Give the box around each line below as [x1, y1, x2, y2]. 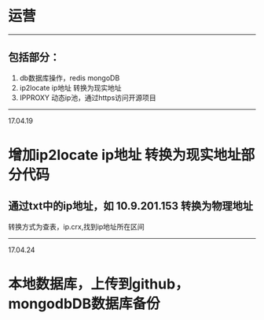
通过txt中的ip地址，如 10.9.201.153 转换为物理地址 [8, 199, 254, 213]
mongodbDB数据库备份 [8, 295, 161, 312]
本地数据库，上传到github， [8, 275, 190, 292]
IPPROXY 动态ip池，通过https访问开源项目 [19, 92, 157, 102]
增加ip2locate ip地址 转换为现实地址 [8, 146, 241, 164]
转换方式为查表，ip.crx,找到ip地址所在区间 [8, 221, 145, 231]
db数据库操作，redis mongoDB [19, 73, 120, 83]
